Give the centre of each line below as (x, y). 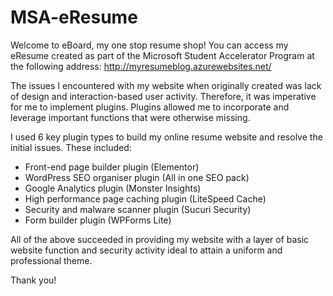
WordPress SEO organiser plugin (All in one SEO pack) (137, 177)
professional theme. (51, 260)
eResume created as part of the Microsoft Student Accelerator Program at (162, 55)
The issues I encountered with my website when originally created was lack (166, 85)
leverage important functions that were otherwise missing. (130, 117)
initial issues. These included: (71, 147)
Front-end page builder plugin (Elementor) (112, 167)
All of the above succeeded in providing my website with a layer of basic (160, 239)
